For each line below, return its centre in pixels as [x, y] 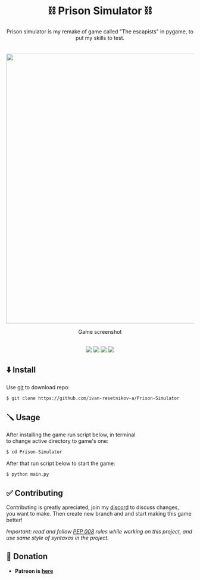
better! [14, 520]
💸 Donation [27, 556]
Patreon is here [34, 571]
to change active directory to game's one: [57, 441]
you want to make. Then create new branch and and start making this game [99, 514]
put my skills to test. [100, 38]
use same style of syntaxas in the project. [57, 538]
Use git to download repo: [38, 387]
